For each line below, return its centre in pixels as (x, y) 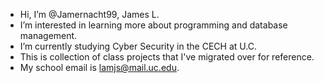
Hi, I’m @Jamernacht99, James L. (89, 14)
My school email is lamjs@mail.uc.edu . (99, 67)
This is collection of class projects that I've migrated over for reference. (167, 57)
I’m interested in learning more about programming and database (153, 25)
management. (48, 35)
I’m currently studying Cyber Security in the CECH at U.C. (138, 46)
